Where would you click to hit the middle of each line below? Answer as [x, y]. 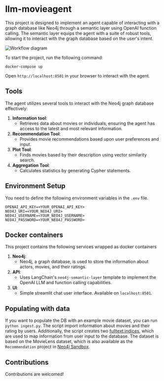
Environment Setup [35, 186]
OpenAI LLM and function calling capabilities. [66, 283]
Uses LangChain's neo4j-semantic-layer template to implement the [88, 277]
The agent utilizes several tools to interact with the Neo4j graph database [80, 103]
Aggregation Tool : [31, 165]
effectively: [16, 108]
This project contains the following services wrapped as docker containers [81, 247]
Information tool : [30, 118]
